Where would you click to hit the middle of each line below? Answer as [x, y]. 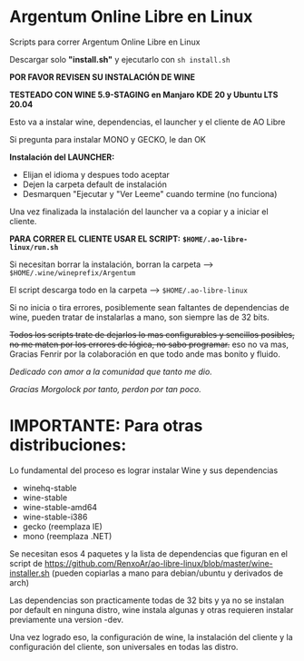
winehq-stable [49, 488]
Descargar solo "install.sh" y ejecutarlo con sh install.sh [120, 59]
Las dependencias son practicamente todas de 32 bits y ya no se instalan [147, 600]
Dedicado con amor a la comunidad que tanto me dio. [111, 371]
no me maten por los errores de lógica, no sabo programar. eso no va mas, [149, 344]
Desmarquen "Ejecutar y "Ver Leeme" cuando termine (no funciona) [150, 193]
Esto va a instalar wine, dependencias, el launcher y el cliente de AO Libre [147, 122]
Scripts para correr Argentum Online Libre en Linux [105, 42]
